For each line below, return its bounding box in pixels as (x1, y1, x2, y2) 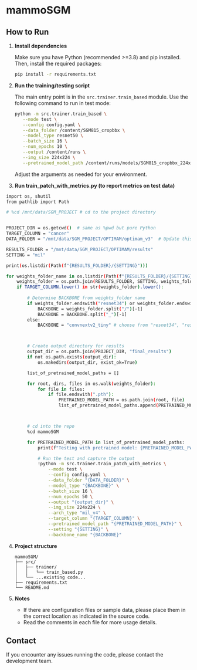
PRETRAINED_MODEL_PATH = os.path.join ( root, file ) (58, 397, 185, 403)
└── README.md (14, 584, 49, 590)
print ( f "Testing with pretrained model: (37, 445, 138, 451)
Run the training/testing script (14, 82, 90, 89)
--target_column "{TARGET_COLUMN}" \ (47, 516, 141, 522)
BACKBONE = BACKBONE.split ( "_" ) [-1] (37, 312, 127, 317)
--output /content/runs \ (22, 149, 86, 155)
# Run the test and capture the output (37, 455, 135, 461)
